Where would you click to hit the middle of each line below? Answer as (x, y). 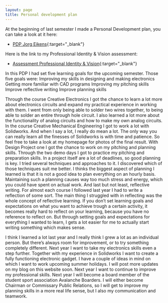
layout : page (19, 10)
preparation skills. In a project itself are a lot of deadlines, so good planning (83, 158)
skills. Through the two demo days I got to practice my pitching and (75, 153)
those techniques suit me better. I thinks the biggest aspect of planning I (80, 169)
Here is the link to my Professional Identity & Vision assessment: (71, 54)
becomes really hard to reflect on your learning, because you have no (77, 211)
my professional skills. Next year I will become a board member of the (77, 274)
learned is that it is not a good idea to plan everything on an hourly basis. (80, 174)
